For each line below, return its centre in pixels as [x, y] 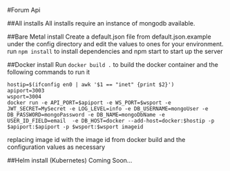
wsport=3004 [24, 97]
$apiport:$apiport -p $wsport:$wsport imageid [75, 127]
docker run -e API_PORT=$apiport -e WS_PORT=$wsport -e [89, 103]
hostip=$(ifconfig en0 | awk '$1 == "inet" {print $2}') [91, 85]
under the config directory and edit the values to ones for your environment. [115, 44]
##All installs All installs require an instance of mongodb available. [101, 23]
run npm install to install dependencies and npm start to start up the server [115, 51]
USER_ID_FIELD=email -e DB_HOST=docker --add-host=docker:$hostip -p [111, 121]
